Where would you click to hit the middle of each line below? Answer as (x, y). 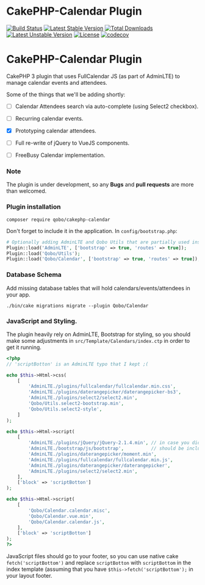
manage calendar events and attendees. (57, 82)
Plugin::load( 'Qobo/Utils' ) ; (43, 253)
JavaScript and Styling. (42, 321)
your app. (18, 295)
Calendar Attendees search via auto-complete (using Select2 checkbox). (107, 106)
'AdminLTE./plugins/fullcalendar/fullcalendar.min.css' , (102, 386)
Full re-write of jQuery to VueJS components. (72, 143)
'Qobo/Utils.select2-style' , (65, 409)
